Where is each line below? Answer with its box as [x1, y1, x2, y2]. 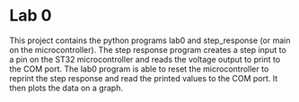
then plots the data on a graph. [9, 82, 124, 93]
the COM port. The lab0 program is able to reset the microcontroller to [9, 64, 269, 74]
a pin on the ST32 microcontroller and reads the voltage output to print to [9, 54, 281, 64]
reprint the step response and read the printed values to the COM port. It [9, 72, 278, 83]
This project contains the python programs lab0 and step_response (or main [9, 35, 291, 46]
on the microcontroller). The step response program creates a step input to [9, 44, 287, 55]
